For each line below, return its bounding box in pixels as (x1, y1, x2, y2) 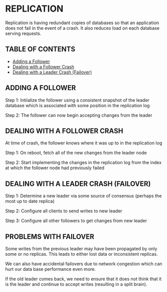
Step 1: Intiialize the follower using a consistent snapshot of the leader (5, 97, 149, 103)
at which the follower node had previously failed (5, 165, 104, 171)
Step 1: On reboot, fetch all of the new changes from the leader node (5, 150, 147, 156)
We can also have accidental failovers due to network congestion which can (5, 261, 162, 267)
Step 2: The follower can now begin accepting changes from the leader (5, 112, 152, 118)
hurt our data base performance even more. (5, 266, 96, 272)
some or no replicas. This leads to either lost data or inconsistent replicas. (5, 251, 158, 257)
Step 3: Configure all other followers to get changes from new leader (5, 217, 147, 224)
